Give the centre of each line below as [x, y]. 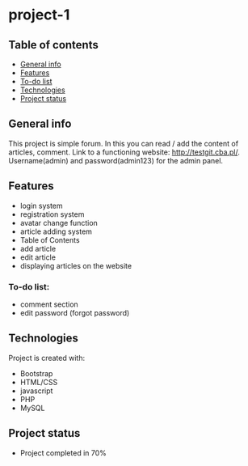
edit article [38, 257]
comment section [49, 304]
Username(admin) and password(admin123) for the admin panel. [116, 160]
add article [38, 248]
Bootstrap [36, 373]
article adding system [56, 231]
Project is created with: [47, 358]
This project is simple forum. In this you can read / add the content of [124, 143]
